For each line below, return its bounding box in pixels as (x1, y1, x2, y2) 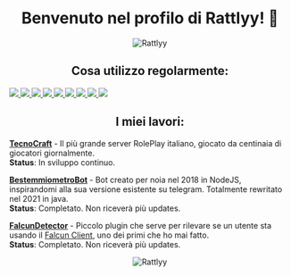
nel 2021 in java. (9, 193, 69, 204)
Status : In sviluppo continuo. (9, 156, 116, 168)
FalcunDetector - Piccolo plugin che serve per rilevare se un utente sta (9, 220, 272, 230)
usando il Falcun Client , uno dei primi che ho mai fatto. (9, 230, 210, 240)
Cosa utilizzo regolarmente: (71, 63, 229, 79)
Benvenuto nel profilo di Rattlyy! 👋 (21, 8, 279, 29)
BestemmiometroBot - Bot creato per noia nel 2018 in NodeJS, (9, 174, 242, 185)
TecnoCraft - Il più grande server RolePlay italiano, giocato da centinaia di (9, 138, 282, 148)
